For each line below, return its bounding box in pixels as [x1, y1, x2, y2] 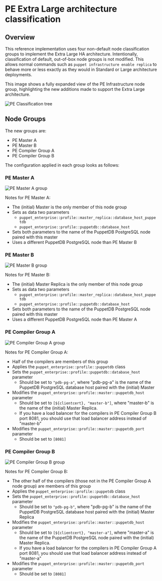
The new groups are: [5, 128, 47, 134]
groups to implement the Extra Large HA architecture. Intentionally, [5, 51, 138, 57]
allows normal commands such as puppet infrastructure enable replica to [5, 62, 157, 67]
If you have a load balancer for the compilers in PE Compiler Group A [19, 545, 157, 551]
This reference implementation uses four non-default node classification [5, 46, 149, 51]
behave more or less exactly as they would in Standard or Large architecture [5, 67, 157, 72]
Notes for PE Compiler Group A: [5, 349, 69, 355]
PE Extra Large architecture [5, 3, 118, 15]
